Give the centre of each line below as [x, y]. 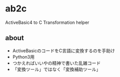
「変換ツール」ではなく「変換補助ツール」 [56, 69]
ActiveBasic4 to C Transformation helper [47, 22]
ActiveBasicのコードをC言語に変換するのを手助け [64, 51]
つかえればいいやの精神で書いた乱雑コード [56, 63]
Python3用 [23, 57]
